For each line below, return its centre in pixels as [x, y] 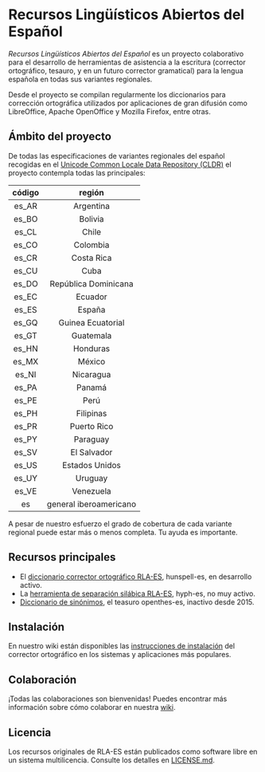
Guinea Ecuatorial [92, 322]
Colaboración [43, 679]
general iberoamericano [92, 504]
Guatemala [92, 335]
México [92, 361]
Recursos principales [62, 557]
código [26, 192]
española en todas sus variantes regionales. [80, 79]
